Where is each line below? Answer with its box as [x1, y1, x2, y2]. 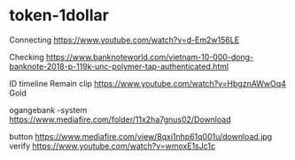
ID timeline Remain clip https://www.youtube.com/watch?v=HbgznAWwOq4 [9, 78, 286, 88]
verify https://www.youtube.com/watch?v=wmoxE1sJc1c [9, 141, 215, 151]
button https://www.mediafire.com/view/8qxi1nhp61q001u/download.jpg [9, 131, 273, 141]
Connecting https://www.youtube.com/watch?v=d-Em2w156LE [9, 34, 240, 45]
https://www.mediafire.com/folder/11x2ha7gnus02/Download [9, 114, 231, 125]
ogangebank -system [9, 104, 88, 115]
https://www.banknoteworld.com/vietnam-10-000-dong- [45, 51, 254, 62]
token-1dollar [9, 5, 109, 26]
